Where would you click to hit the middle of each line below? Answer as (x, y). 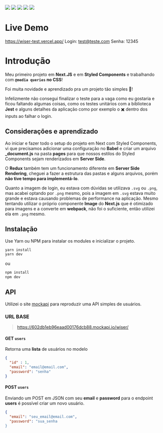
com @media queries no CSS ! (34, 79)
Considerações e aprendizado (52, 132)
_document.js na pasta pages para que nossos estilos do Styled (70, 153)
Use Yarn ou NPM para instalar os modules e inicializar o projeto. (70, 241)
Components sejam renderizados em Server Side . (55, 159)
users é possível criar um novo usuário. (45, 403)
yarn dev (14, 254)
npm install (17, 273)
